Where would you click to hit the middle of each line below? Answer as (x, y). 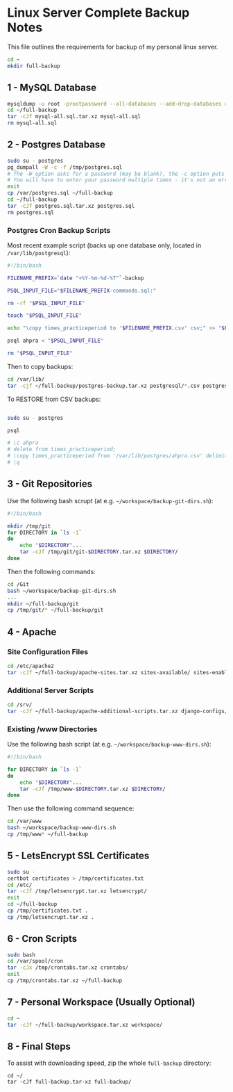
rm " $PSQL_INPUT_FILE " (40, 353)
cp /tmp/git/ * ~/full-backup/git (55, 610)
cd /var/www (24, 822)
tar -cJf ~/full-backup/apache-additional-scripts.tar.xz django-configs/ (118, 711)
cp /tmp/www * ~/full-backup (48, 834)
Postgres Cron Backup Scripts (59, 230)
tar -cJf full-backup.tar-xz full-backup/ (69, 1082)
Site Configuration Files (48, 651)
